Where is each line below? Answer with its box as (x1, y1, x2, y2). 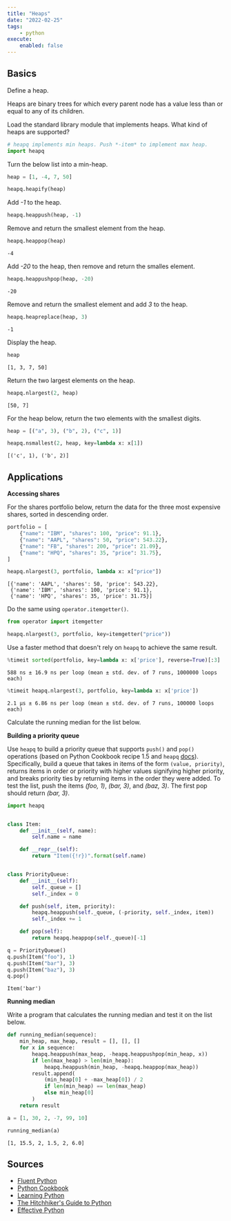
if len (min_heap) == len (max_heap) (43, 1083, 147, 1090)
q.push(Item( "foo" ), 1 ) (7, 953, 76, 960)
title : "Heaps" (7, 10, 51, 17)
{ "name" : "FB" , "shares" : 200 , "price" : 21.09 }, (19, 543, 162, 550)
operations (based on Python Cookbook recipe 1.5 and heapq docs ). (7, 752, 199, 761)
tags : (7, 23, 23, 30)
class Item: (7, 821, 41, 828)
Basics (7, 68, 37, 80)
